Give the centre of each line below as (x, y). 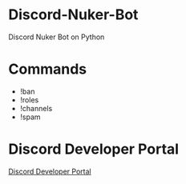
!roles (29, 100)
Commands (48, 69)
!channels (36, 108)
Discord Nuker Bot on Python (57, 37)
